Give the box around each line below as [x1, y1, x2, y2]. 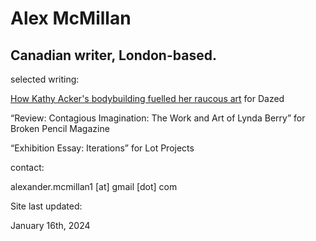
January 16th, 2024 [10, 220, 91, 231]
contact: [10, 162, 45, 173]
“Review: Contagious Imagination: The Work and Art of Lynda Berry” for [10, 112, 306, 124]
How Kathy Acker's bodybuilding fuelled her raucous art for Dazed [10, 93, 285, 104]
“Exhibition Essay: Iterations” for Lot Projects [10, 142, 195, 154]
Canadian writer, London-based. [10, 47, 217, 64]
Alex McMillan [10, 7, 132, 30]
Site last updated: [10, 200, 83, 212]
